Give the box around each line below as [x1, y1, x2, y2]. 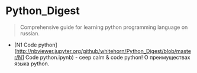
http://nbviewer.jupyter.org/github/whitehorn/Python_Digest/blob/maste [16, 47, 192, 54]
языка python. [14, 60, 50, 67]
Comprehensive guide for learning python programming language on [20, 24, 188, 31]
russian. [20, 29, 40, 36]
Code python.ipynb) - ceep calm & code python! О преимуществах [25, 54, 190, 61]
